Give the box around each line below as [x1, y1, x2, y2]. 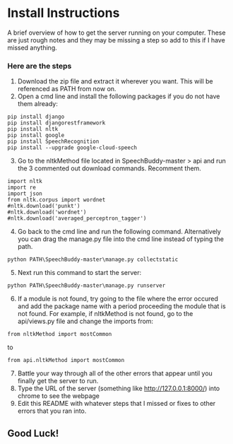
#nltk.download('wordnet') [7, 209, 87, 216]
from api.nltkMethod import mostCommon [7, 357, 125, 364]
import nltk [7, 178, 42, 185]
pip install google [7, 132, 65, 139]
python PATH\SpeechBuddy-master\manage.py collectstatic [7, 256, 179, 263]
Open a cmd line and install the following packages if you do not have [17, 92, 220, 100]
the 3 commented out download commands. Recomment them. [17, 164, 201, 173]
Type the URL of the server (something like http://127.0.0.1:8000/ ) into [17, 384, 220, 393]
